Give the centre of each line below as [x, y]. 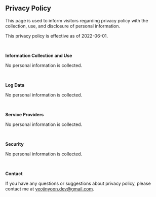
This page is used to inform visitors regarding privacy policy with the [77, 20]
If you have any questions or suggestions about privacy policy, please [78, 183]
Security [14, 144]
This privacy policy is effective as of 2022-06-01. [57, 36]
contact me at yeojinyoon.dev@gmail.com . [50, 189]
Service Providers [25, 114]
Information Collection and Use [39, 55]
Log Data [15, 85]
